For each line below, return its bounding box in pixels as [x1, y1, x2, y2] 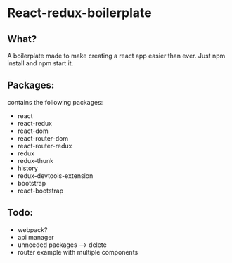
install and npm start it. [7, 59, 74, 68]
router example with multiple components [17, 248, 138, 256]
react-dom [17, 127, 49, 135]
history [17, 164, 39, 172]
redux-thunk [17, 156, 54, 165]
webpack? [17, 225, 48, 233]
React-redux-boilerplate [7, 5, 153, 21]
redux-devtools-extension [17, 171, 94, 180]
